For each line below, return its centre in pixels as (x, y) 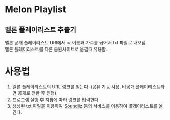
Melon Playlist (36, 9)
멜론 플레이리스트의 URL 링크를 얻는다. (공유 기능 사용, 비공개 (73, 87)
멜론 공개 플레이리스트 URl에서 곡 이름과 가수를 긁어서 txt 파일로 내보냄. (76, 43)
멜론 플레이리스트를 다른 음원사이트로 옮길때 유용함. (56, 49)
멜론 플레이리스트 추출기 (40, 29)
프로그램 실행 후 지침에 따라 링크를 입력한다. (56, 99)
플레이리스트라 (150, 87)
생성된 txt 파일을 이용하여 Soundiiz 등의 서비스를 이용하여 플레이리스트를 (85, 106)
